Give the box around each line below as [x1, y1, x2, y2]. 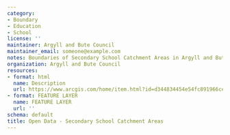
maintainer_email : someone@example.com [7, 48, 121, 55]
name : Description [13, 80, 66, 87]
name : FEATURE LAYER [13, 99, 72, 106]
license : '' [7, 35, 41, 42]
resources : [7, 67, 38, 74]
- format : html [7, 73, 51, 80]
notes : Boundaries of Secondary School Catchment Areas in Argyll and [7, 55, 213, 61]
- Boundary [7, 16, 38, 23]
